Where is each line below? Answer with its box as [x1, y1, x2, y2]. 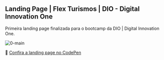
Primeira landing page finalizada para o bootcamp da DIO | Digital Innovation [5, 25, 160, 31]
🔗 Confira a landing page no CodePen [5, 49, 82, 55]
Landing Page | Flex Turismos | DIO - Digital [5, 5, 140, 13]
